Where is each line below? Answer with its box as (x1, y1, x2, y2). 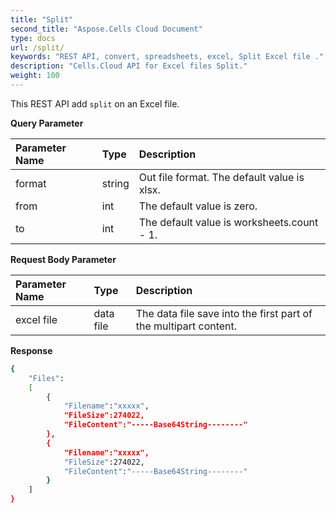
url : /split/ (10, 42, 65, 53)
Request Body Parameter (10, 253, 117, 265)
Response (10, 344, 53, 356)
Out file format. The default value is (138, 170, 305, 184)
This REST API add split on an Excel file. (10, 97, 180, 110)
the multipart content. (135, 319, 238, 333)
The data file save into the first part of (135, 306, 313, 320)
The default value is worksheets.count (138, 215, 319, 229)
